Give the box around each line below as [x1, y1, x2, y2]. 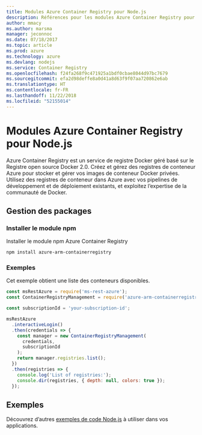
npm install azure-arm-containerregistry [6, 249, 112, 255]
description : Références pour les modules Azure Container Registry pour [6, 14, 195, 20]
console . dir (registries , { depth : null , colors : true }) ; [17, 377, 165, 383]
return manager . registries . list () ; [17, 355, 106, 361]
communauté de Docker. [6, 189, 67, 196]
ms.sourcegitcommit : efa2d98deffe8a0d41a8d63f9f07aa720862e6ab [6, 76, 168, 82]
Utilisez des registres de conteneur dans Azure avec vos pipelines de [6, 175, 178, 183]
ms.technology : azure [6, 53, 61, 59]
